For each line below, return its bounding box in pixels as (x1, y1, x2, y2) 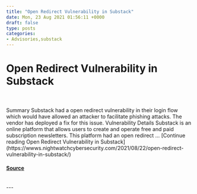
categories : (6, 31, 36, 37)
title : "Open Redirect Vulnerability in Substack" (6, 8, 134, 15)
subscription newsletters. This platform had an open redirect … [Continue (6, 132, 186, 139)
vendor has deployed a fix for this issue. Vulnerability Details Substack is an (6, 119, 192, 126)
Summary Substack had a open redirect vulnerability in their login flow (6, 106, 178, 113)
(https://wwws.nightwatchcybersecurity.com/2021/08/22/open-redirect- (6, 144, 184, 151)
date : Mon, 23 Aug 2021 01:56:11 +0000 (6, 14, 105, 20)
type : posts (6, 25, 36, 31)
